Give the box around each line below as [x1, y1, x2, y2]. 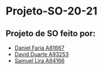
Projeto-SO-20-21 [5, 4, 98, 18]
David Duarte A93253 [14, 51, 69, 58]
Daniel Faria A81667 [14, 44, 65, 51]
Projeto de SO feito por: [5, 28, 96, 39]
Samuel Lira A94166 [14, 57, 65, 64]
